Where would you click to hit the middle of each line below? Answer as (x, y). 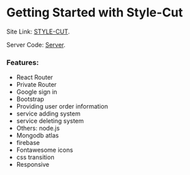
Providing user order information (62, 107)
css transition (35, 157)
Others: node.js (38, 129)
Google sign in (37, 92)
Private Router (37, 85)
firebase (28, 143)
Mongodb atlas (38, 135)
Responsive (32, 165)
